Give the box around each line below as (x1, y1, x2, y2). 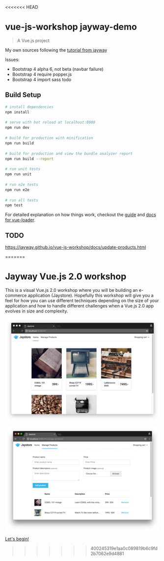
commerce (5, 292, 27, 298)
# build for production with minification (5, 136, 93, 140)
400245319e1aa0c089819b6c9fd (90, 545, 158, 552)
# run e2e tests (5, 182, 38, 187)
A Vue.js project (17, 37, 50, 43)
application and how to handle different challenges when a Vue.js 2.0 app (5, 303, 154, 309)
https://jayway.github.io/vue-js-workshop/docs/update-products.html (5, 244, 146, 250)
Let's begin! (5, 536, 29, 542)
